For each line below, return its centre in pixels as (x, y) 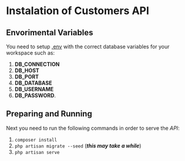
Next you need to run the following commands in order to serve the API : (93, 128)
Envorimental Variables (50, 33)
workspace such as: (30, 53)
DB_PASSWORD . (35, 95)
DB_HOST (27, 71)
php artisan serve (37, 152)
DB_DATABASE (33, 83)
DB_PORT (27, 77)
